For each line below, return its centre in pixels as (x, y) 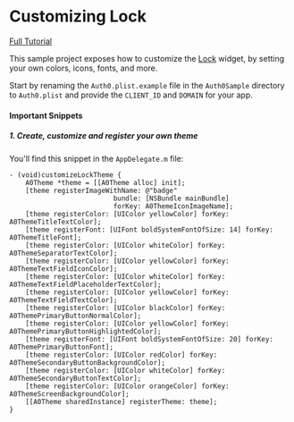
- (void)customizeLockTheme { (66, 175)
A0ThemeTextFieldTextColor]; (63, 300)
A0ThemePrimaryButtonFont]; (62, 347)
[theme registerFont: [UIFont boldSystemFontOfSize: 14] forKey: (150, 230)
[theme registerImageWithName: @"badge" (101, 190)
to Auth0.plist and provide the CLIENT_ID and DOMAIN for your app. (131, 95)
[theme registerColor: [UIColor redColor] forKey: (122, 355)
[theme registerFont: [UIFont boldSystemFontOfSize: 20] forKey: (150, 339)
